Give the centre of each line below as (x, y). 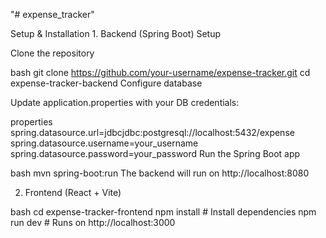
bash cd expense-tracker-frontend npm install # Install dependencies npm (163, 212)
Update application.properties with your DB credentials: (125, 102)
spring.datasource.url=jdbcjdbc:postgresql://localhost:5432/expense (152, 132)
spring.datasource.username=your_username (104, 143)
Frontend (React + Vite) (73, 192)
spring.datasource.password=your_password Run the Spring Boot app (155, 153)
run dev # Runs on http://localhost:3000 (93, 222)
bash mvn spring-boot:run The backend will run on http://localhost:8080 (160, 173)
